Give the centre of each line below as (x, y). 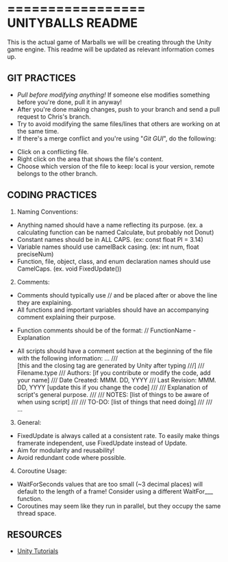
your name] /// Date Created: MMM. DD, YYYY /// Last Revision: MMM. (117, 380)
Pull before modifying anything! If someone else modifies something (113, 95)
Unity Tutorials (38, 551)
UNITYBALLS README (73, 23)
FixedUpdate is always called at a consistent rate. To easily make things (118, 435)
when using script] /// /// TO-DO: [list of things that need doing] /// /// (115, 402)
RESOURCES (35, 534)
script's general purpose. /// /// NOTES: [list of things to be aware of (113, 394)
